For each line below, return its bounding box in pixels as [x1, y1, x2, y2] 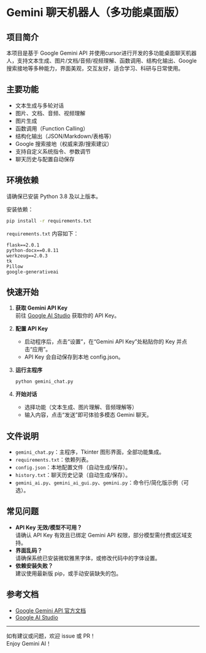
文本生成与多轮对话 [15, 102, 64, 109]
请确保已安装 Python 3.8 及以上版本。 [6, 193, 102, 200]
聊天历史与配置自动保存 [15, 155, 75, 162]
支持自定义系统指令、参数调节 [15, 148, 91, 155]
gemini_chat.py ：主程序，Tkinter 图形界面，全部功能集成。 [15, 448, 165, 456]
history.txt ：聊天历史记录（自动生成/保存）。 [15, 472, 131, 478]
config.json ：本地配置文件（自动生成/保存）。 [15, 464, 131, 471]
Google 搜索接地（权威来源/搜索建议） [15, 140, 113, 147]
